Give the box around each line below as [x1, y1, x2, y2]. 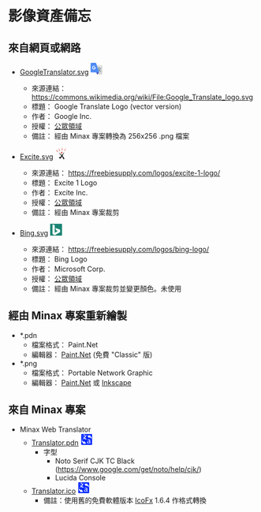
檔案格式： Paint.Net [31, 339, 99, 349]
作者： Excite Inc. [31, 188, 88, 197]
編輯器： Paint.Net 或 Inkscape [31, 377, 132, 387]
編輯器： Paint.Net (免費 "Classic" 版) [31, 350, 153, 359]
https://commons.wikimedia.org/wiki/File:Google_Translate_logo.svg [31, 92, 254, 102]
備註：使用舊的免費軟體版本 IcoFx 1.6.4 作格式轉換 [43, 495, 207, 505]
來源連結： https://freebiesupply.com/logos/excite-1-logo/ [31, 169, 221, 177]
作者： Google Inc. [31, 112, 92, 121]
